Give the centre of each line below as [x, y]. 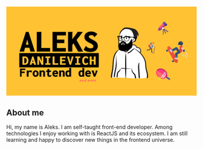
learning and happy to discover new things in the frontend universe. [91, 140]
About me [25, 113]
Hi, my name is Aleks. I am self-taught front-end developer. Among [90, 127]
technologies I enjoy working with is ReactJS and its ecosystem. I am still [97, 133]
